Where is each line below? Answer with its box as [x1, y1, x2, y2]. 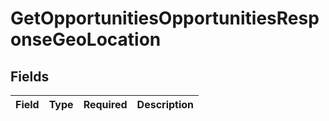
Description [136, 98, 195, 111]
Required [83, 98, 128, 111]
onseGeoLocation [10, 28, 162, 51]
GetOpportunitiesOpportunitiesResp [10, 7, 320, 30]
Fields [10, 68, 50, 85]
